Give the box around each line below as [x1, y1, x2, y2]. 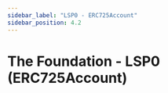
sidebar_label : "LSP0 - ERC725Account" [7, 11, 138, 20]
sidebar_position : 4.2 [7, 19, 82, 27]
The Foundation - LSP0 [7, 52, 160, 70]
